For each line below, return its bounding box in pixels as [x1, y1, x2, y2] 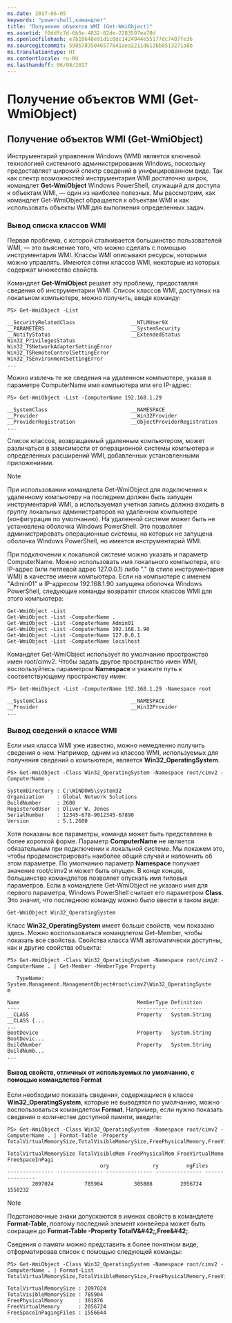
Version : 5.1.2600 [7, 818, 88, 825]
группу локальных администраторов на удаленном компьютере [7, 507, 198, 516]
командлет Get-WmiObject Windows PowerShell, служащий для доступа [7, 181, 221, 189]
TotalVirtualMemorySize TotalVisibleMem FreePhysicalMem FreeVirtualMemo [7, 1150, 224, 1158]
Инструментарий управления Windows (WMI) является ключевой [7, 151, 202, 160]
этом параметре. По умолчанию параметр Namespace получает [7, 859, 200, 867]
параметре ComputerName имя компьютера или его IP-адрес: [7, 381, 192, 389]
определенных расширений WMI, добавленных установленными [7, 451, 200, 460]
